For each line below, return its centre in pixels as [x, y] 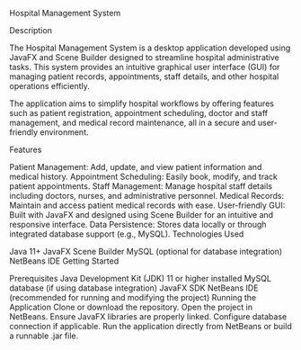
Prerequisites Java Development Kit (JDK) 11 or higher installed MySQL [141, 278]
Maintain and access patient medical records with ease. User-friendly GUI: [147, 205]
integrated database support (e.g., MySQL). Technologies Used [127, 234]
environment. [64, 132]
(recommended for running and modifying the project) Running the [133, 297]
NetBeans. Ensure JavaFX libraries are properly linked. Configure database [148, 317]
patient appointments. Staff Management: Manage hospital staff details [141, 186]
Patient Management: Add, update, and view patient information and [136, 167]
